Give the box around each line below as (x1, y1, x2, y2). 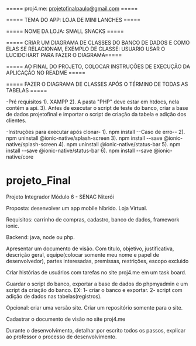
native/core (6, 153, 34, 160)
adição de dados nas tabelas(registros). (6, 293, 102, 300)
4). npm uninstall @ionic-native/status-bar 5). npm (58, 141, 181, 147)
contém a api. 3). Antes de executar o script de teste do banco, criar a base (6, 105, 188, 111)
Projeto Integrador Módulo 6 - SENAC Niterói (6, 193, 114, 200)
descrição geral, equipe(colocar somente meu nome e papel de (6, 251, 160, 258)
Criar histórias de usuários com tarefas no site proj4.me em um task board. (6, 268, 187, 276)
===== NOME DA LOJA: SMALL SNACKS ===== (6, 28, 124, 35)
